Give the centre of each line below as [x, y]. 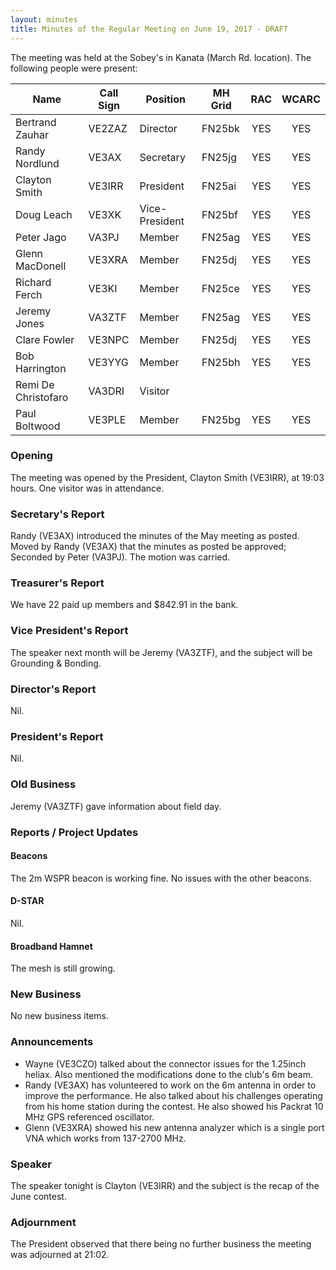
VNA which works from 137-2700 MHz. [105, 1138]
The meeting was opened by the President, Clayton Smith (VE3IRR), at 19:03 [167, 477]
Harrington [41, 368]
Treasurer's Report [57, 583]
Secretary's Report [57, 514]
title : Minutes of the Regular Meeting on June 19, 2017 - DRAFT [149, 29]
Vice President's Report [69, 631]
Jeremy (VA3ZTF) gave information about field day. [116, 806]
